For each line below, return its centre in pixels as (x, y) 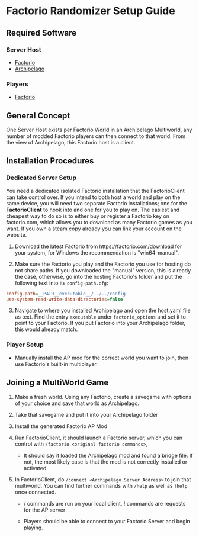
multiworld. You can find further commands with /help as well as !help (101, 485)
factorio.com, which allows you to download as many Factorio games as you (99, 222)
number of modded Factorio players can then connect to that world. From (96, 136)
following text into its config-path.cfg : (61, 283)
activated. (36, 468)
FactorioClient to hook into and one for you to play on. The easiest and (93, 210)
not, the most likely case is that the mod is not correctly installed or (105, 462)
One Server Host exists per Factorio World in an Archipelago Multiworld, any (99, 130)
